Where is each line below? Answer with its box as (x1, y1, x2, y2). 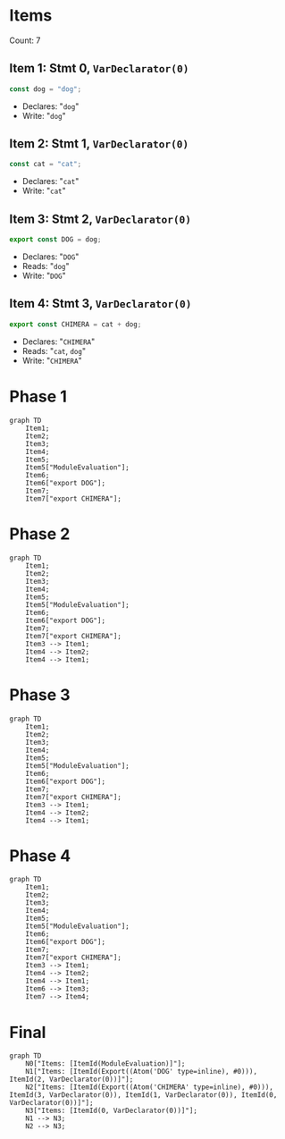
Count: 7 (9, 35, 41, 46)
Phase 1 (9, 386, 67, 407)
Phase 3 (9, 685, 71, 704)
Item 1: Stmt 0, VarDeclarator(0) (9, 61, 189, 76)
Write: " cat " (21, 185, 67, 197)
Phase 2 (9, 524, 71, 544)
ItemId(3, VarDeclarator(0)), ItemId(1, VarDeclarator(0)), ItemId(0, (9, 1091, 278, 1100)
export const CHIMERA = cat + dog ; (9, 319, 142, 329)
